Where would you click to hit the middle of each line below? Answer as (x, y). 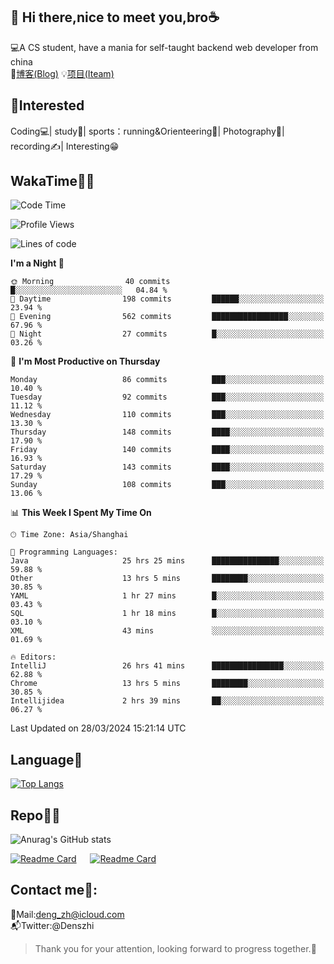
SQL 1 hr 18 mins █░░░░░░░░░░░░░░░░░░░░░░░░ (167, 614)
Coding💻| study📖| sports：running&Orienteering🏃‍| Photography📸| (147, 131)
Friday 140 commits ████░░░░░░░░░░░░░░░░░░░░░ (167, 450)
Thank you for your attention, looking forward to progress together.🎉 (175, 948)
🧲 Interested (47, 105)
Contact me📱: (54, 890)
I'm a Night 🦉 (37, 263)
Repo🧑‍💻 (35, 815)
